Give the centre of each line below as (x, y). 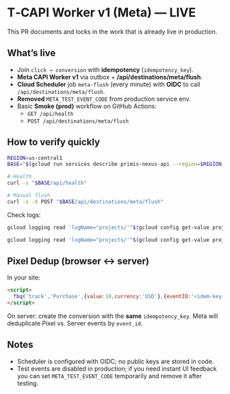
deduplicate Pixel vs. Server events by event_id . (75, 323)
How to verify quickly (54, 142)
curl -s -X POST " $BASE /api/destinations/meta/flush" (86, 201)
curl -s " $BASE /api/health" (47, 183)
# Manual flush (29, 196)
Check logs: (24, 214)
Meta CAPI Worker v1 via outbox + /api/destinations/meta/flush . (110, 77)
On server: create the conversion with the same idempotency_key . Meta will (113, 316)
